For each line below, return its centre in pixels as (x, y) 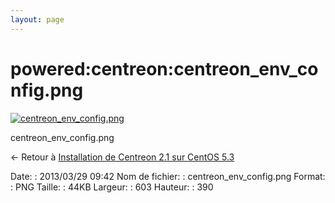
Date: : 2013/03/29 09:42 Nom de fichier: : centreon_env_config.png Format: (168, 176)
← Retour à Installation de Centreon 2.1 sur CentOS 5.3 (122, 157)
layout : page (37, 19)
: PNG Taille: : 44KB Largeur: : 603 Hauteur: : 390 (112, 187)
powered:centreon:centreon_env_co (164, 68)
